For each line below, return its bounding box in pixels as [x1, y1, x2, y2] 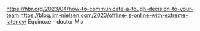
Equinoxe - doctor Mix [27, 18, 84, 25]
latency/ [6, 18, 26, 25]
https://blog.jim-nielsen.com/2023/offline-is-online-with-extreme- [20, 12, 188, 19]
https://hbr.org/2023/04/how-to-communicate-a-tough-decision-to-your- [6, 5, 194, 12]
